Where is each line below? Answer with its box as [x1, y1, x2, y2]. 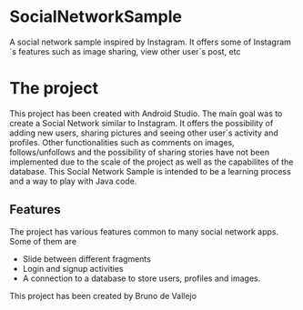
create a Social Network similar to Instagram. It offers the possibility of [9, 117, 274, 128]
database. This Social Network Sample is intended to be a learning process [9, 165, 291, 176]
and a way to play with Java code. [9, 175, 137, 186]
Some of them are [9, 235, 77, 246]
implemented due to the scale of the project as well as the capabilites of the [9, 156, 294, 167]
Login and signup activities [22, 263, 124, 274]
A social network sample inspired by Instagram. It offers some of [9, 36, 252, 47]
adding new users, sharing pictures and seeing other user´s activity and [9, 127, 279, 138]
